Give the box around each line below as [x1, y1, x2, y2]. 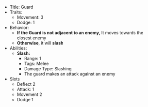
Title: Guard [9, 4, 33, 10]
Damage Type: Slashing [24, 66, 72, 72]
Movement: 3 [16, 15, 44, 20]
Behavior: [9, 25, 29, 31]
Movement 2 [16, 92, 42, 97]
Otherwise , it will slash [16, 40, 64, 46]
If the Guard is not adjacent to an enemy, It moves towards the [16, 30, 144, 35]
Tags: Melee [24, 61, 49, 66]
